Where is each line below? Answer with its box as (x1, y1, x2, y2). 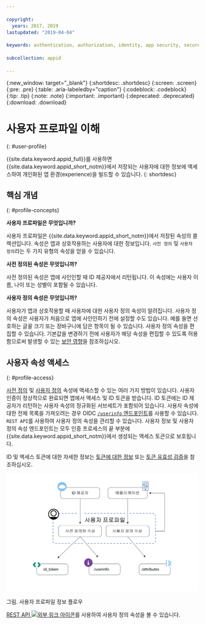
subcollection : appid (6, 55, 62, 61)
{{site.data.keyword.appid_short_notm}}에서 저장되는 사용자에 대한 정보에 (6, 163, 187, 170)
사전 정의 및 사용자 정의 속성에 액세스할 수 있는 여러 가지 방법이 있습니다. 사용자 (6, 387, 195, 394)
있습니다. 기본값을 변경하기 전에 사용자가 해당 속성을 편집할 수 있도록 (24, 330, 187, 338)
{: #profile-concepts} (6, 207, 60, 214)
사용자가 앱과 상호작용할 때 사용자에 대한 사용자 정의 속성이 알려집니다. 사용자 (6, 307, 190, 314)
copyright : (6, 16, 34, 23)
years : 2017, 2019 (12, 23, 59, 29)
